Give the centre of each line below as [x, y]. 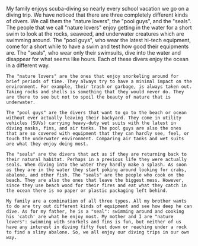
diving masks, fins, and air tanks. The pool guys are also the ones [94, 128]
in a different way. [28, 65]
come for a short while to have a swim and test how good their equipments [98, 46]
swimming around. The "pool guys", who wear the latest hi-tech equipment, [99, 40]
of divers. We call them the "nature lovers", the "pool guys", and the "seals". [99, 21]
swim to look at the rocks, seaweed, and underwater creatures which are [95, 34]
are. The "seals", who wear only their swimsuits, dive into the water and [94, 53]
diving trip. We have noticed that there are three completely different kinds [97, 15]
